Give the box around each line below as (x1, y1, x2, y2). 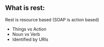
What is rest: (5, 4, 45, 12)
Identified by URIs (12, 36, 49, 42)
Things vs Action (12, 26, 47, 32)
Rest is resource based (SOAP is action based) (5, 16, 100, 22)
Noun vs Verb (12, 31, 40, 37)
